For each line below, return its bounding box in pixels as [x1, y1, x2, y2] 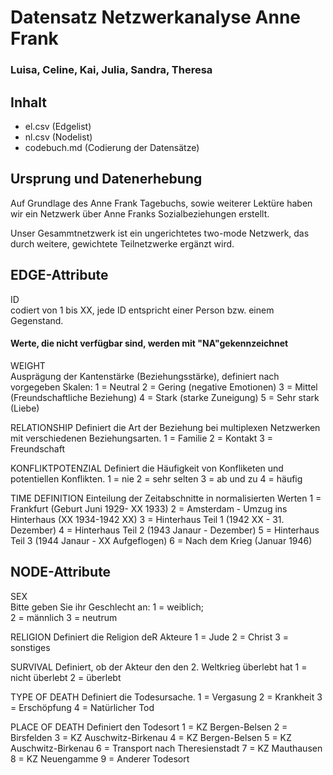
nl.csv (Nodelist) [24, 131, 93, 143]
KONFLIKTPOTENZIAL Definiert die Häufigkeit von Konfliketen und [10, 462, 284, 474]
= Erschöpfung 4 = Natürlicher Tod [10, 701, 155, 713]
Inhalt [10, 94, 47, 111]
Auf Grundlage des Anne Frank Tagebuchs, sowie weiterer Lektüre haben [10, 197, 313, 209]
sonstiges [10, 641, 51, 653]
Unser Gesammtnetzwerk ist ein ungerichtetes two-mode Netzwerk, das [10, 227, 310, 239]
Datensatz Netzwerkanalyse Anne [10, 6, 302, 29]
